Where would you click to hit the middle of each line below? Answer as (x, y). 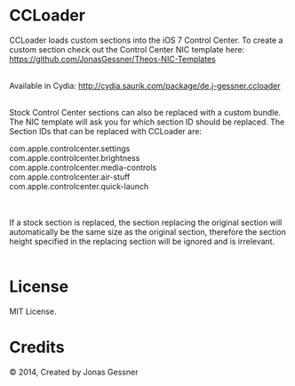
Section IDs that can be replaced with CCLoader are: (106, 131)
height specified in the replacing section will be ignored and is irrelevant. (142, 241)
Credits (37, 347)
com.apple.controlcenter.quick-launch (79, 186)
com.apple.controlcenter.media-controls (83, 167)
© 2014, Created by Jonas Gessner (74, 372)
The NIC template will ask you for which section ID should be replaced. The (147, 122)
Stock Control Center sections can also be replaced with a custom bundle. (145, 112)
